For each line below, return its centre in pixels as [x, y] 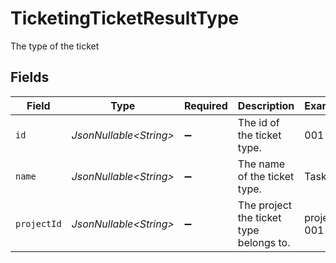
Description [266, 105]
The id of [258, 122]
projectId [38, 223]
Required [205, 105]
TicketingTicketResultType [125, 18]
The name [261, 164]
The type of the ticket [55, 46]
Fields [30, 77]
